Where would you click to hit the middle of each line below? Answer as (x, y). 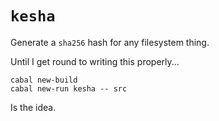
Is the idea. (33, 107)
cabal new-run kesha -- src (69, 88)
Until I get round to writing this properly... (95, 61)
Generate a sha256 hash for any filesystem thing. (110, 42)
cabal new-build (44, 80)
